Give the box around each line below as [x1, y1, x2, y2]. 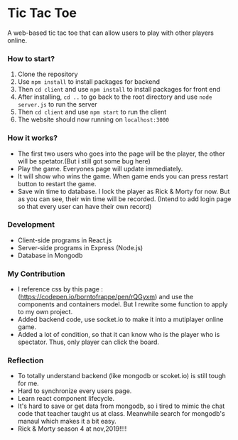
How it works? [7, 133, 58, 143]
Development [7, 220, 55, 230]
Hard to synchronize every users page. [17, 387, 132, 395]
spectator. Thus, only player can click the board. [17, 338, 160, 346]
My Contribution [7, 269, 65, 279]
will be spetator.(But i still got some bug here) [17, 156, 151, 165]
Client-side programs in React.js [17, 236, 112, 245]
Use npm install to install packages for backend [17, 77, 160, 86]
